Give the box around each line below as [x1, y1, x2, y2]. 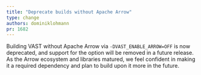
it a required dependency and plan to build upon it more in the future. [6, 62, 180, 70]
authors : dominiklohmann [6, 20, 69, 26]
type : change [6, 15, 40, 21]
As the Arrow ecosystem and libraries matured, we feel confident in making [6, 55, 196, 63]
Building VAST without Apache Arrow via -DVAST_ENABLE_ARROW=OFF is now [6, 43, 191, 50]
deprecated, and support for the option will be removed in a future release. [6, 49, 194, 57]
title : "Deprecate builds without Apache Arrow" [6, 9, 132, 15]
